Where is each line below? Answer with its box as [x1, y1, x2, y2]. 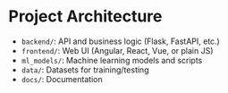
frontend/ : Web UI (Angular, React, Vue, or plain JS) [21, 45, 214, 55]
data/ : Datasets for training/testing [21, 64, 149, 75]
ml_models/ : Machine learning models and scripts [21, 55, 203, 65]
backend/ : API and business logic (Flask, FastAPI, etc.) [21, 36, 220, 46]
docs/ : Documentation [21, 73, 104, 84]
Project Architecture [8, 6, 163, 27]
